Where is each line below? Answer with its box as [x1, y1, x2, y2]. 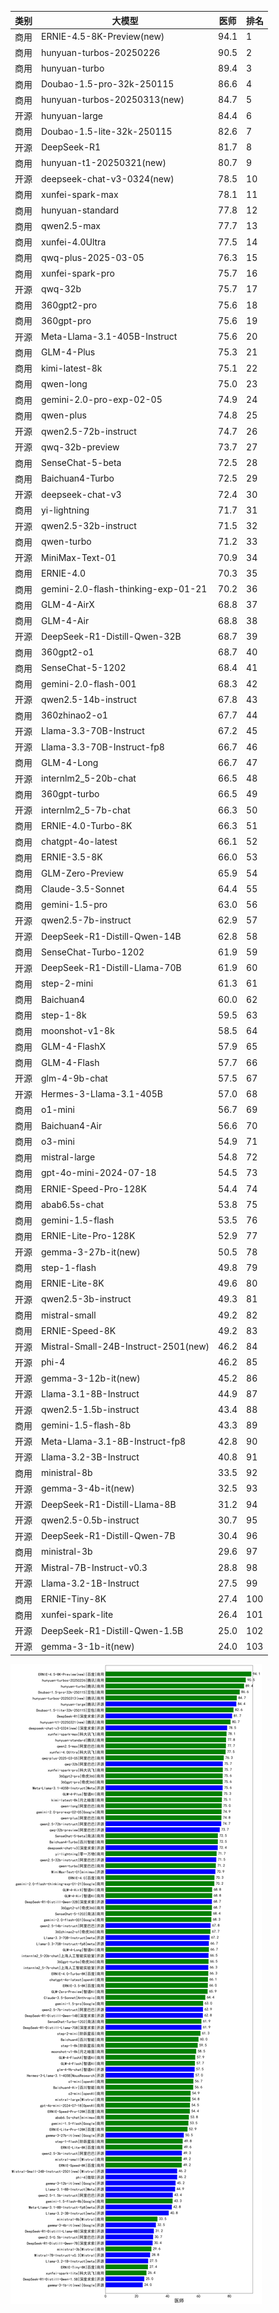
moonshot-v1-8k [41, 1025, 115, 1036]
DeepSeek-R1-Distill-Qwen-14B [41, 930, 182, 942]
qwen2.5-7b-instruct [41, 914, 132, 926]
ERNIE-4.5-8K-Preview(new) [41, 31, 165, 43]
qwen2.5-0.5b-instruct [41, 1514, 140, 1526]
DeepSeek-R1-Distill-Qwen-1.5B [41, 1624, 184, 1636]
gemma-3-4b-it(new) [41, 1482, 135, 1495]
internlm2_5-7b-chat [41, 804, 131, 816]
